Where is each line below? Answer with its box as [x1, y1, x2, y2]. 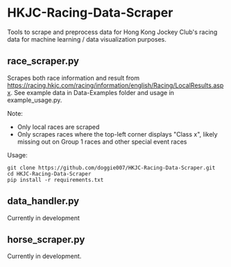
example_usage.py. [7, 96, 62, 104]
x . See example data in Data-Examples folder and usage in [7, 88, 175, 96]
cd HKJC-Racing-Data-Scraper [7, 170, 92, 178]
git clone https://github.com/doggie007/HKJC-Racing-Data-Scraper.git [7, 164, 216, 171]
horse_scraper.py [7, 234, 85, 246]
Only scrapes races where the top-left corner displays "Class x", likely [17, 130, 218, 138]
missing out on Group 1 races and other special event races [17, 137, 187, 146]
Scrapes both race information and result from [7, 74, 140, 82]
